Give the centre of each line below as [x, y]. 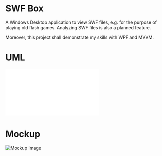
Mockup [23, 134]
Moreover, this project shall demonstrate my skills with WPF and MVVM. [80, 37]
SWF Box [24, 9]
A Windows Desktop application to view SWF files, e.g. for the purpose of [81, 22]
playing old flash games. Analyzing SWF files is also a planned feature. [78, 27]
